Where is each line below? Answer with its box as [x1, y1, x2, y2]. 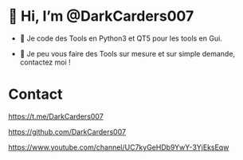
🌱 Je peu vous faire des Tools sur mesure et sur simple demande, [19, 49, 236, 58]
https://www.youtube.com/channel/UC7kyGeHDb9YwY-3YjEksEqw [8, 142, 229, 152]
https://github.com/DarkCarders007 [8, 127, 126, 136]
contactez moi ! [19, 57, 72, 67]
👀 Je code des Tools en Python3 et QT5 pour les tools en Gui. [19, 33, 223, 43]
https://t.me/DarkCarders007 [8, 111, 104, 121]
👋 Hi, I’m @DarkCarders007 [8, 7, 194, 25]
